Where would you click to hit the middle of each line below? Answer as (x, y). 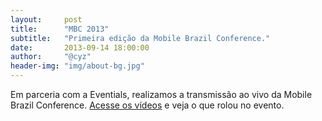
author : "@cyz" (51, 57)
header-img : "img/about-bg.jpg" (77, 66)
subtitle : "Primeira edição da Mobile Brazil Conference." (140, 38)
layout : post (46, 19)
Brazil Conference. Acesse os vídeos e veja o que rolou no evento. (147, 105)
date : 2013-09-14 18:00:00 (80, 47)
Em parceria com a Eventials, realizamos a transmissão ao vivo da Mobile (161, 94)
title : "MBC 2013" (60, 29)
